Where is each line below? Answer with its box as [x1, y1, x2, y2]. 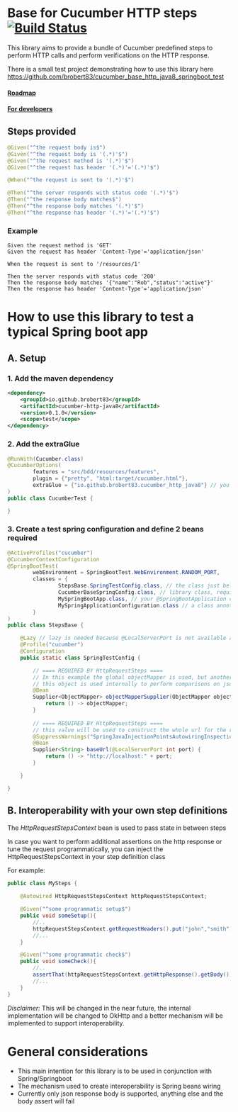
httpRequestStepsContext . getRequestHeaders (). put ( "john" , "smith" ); [33, 925, 236, 933]
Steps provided [7, 125, 76, 137]
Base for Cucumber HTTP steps [7, 5, 198, 21]
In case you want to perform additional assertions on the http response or [7, 837, 222, 846]
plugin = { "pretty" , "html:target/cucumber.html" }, [33, 475, 189, 483]
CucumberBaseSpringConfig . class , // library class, [57, 589, 214, 596]
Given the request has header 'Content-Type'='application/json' [7, 248, 204, 256]
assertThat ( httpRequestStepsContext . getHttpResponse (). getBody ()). [33, 971, 236, 979]
